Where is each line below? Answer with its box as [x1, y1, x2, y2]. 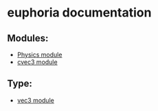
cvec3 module [16, 58, 58, 66]
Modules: [7, 32, 49, 44]
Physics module [16, 50, 63, 59]
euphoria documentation [7, 5, 152, 21]
